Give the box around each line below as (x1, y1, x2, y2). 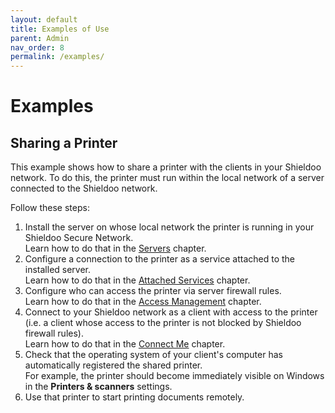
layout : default (10, 14, 78, 25)
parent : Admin (10, 33, 70, 43)
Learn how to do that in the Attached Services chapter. (24, 274, 251, 286)
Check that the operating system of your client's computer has (24, 349, 283, 361)
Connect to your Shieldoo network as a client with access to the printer (24, 306, 318, 318)
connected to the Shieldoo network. (10, 182, 158, 195)
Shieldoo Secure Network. (24, 232, 134, 244)
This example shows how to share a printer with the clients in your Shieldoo (10, 161, 322, 173)
